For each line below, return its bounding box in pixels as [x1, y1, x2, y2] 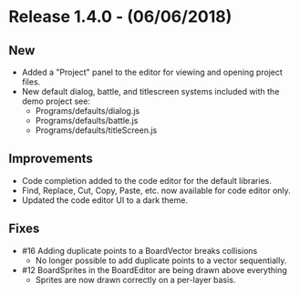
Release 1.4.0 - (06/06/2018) [8, 6, 233, 27]
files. [21, 76, 41, 87]
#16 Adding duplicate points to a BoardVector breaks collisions [21, 245, 258, 256]
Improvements [8, 151, 93, 167]
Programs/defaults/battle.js [35, 116, 139, 126]
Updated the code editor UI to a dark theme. [21, 194, 189, 206]
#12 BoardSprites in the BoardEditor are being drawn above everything [21, 264, 288, 275]
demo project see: [21, 96, 90, 106]
